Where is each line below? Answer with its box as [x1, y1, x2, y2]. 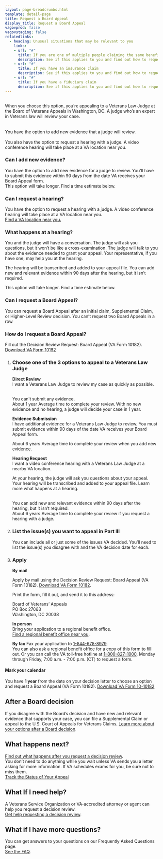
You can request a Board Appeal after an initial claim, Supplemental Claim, [5, 308, 153, 314]
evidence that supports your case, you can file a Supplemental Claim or [5, 716, 148, 721]
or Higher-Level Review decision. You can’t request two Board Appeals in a [5, 313, 155, 319]
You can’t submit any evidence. [12, 396, 75, 402]
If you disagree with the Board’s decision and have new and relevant [5, 710, 142, 716]
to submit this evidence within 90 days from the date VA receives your [5, 173, 146, 179]
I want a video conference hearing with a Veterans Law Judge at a [12, 460, 145, 466]
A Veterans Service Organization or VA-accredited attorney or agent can [5, 801, 150, 807]
